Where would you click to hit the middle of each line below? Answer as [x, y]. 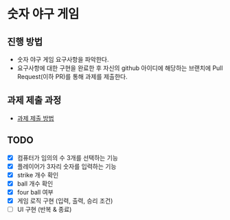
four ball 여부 [35, 192]
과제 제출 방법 [35, 118]
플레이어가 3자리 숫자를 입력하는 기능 [67, 166]
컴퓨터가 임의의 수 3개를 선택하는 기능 [68, 157]
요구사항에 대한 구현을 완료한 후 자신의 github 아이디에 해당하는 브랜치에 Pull [120, 68]
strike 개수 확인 [38, 175]
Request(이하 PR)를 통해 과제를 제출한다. [72, 77]
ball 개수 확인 [35, 184]
